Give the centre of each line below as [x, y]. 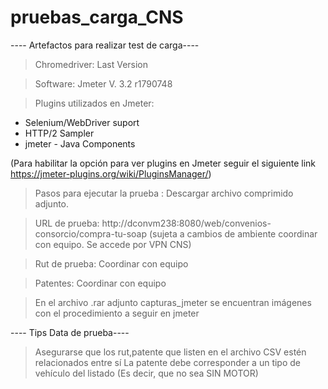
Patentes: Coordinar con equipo [100, 283]
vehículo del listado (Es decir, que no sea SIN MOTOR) [146, 373]
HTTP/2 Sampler [59, 133]
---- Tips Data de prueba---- [70, 332]
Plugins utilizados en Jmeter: [94, 103]
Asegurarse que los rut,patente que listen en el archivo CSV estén [170, 352]
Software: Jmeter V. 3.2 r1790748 [103, 83]
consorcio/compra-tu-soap [91, 233]
